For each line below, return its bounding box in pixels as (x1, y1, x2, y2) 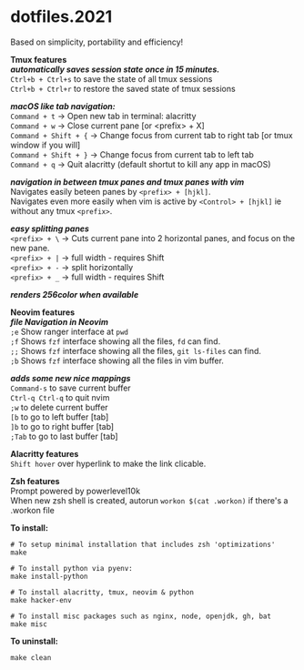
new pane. (10, 242, 50, 253)
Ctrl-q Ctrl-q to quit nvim (10, 391, 110, 402)
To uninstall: (10, 635, 58, 646)
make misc (10, 619, 48, 629)
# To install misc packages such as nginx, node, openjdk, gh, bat (10, 612, 272, 621)
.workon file (10, 504, 56, 515)
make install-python (10, 572, 89, 581)
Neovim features (10, 307, 76, 318)
